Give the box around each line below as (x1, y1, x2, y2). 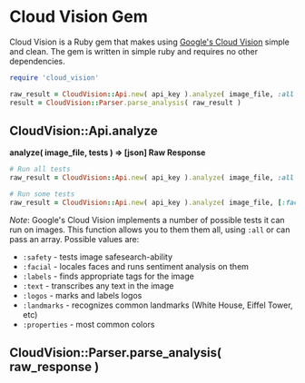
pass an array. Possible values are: (9, 233, 140, 244)
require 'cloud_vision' (9, 73, 100, 83)
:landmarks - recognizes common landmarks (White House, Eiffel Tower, (22, 300, 293, 310)
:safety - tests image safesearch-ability (22, 251, 173, 262)
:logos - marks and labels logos (22, 290, 143, 300)
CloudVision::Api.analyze (9, 123, 158, 138)
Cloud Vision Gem (9, 6, 148, 27)
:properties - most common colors (22, 319, 155, 329)
